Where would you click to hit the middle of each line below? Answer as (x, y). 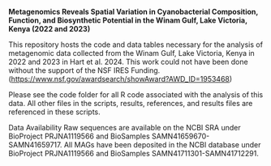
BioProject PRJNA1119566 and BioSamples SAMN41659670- (109, 136)
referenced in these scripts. (55, 112)
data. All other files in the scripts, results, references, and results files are (131, 103)
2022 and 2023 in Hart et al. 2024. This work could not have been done (129, 62)
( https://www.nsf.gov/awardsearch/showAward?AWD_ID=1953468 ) (120, 79)
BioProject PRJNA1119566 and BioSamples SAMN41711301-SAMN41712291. (134, 153)
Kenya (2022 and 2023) (49, 29)
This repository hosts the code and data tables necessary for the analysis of (136, 45)
